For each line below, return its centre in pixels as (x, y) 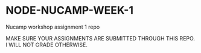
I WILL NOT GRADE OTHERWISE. (47, 45)
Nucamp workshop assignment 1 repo (53, 27)
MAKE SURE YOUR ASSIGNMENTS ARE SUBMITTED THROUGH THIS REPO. (101, 38)
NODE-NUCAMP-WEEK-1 (70, 10)
